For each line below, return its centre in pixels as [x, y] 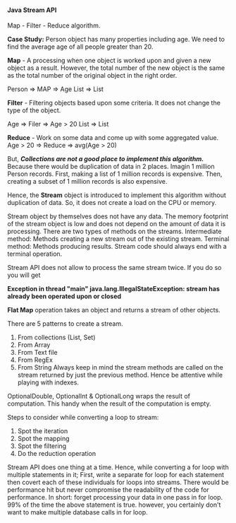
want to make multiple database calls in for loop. [77, 512]
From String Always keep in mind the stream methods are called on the [120, 368]
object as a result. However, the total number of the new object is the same [116, 68]
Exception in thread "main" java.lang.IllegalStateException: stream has [113, 289]
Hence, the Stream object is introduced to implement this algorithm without [117, 195]
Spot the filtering [42, 446]
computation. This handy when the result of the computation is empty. [109, 404]
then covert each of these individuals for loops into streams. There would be [118, 482]
